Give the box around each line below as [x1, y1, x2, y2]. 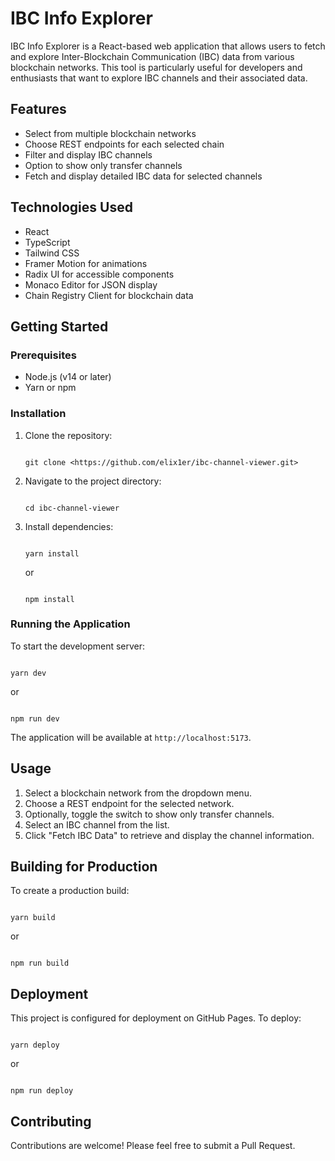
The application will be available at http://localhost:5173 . [10, 731, 252, 743]
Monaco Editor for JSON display [24, 278, 158, 291]
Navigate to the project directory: [24, 475, 162, 487]
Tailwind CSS [24, 247, 80, 259]
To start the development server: [10, 640, 146, 652]
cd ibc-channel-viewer [24, 503, 120, 513]
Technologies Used [10, 199, 133, 216]
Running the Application [10, 617, 131, 631]
